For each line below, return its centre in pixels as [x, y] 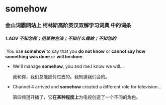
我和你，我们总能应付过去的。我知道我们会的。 [61, 77]
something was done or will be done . [45, 57]
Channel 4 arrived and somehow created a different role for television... [87, 87]
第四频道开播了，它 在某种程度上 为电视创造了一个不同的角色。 [76, 97]
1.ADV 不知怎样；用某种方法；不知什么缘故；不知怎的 [61, 38]
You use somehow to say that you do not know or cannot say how [76, 51]
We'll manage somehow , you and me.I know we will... [68, 66]
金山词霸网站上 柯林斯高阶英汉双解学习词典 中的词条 [68, 26]
